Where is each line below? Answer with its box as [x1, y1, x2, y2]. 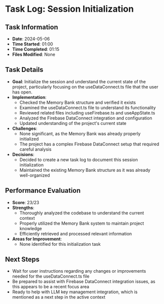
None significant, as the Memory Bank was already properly [19, 131, 141, 137]
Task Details [5, 66, 44, 74]
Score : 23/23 [12, 199, 39, 205]
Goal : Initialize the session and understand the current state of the [12, 78, 146, 84]
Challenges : [12, 125, 38, 131]
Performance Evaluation [5, 187, 81, 195]
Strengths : [12, 205, 35, 210]
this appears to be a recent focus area [12, 284, 90, 290]
